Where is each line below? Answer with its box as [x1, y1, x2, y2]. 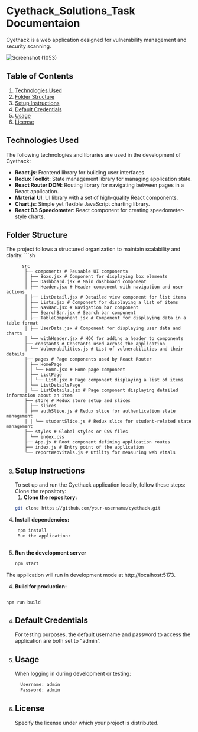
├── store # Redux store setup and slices [24, 398, 131, 404]
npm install [17, 527, 47, 533]
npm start [14, 561, 40, 566]
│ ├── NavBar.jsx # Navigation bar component [24, 305, 139, 311]
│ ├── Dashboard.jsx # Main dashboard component [24, 279, 147, 285]
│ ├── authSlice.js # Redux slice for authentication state [24, 408, 176, 414]
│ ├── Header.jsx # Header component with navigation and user [24, 284, 184, 290]
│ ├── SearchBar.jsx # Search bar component [24, 310, 136, 316]
